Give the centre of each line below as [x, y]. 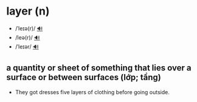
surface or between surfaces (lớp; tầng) [84, 77]
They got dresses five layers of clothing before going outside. [92, 92]
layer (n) [28, 11]
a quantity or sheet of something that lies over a [99, 68]
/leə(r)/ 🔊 [28, 37]
